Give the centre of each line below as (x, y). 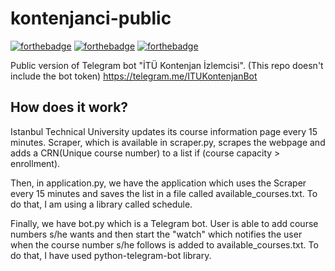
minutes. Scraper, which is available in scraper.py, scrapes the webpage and (168, 142)
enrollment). (35, 163)
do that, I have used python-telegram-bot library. (111, 255)
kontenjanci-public (91, 18)
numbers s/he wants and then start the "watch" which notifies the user (156, 234)
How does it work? (69, 107)
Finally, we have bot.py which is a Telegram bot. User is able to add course (164, 223)
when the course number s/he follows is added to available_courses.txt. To (164, 244)
